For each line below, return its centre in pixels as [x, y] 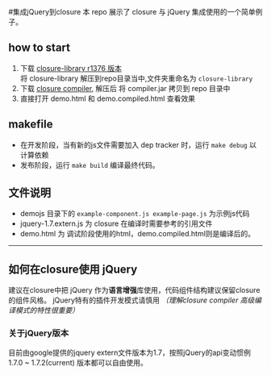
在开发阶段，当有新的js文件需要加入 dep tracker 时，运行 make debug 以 [138, 144]
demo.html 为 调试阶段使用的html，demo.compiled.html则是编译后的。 [138, 234]
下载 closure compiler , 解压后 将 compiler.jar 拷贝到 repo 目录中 [125, 88]
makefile [31, 125]
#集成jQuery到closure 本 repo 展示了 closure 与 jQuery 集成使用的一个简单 [132, 12]
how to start [40, 48]
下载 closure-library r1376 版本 [71, 68]
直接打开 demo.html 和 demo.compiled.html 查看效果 [108, 98]
